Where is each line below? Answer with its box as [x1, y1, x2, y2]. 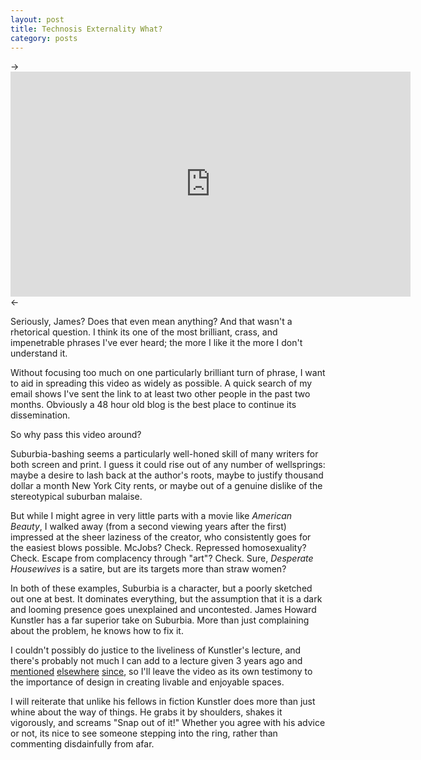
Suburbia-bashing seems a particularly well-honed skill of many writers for [10, 448, 319, 460]
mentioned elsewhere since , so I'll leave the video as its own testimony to [10, 666, 313, 678]
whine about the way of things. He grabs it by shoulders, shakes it [10, 706, 283, 718]
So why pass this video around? [10, 429, 142, 441]
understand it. [10, 347, 68, 360]
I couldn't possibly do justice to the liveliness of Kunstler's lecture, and [10, 644, 302, 656]
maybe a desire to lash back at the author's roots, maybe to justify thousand [10, 469, 324, 481]
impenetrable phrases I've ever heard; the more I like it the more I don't [10, 337, 303, 349]
